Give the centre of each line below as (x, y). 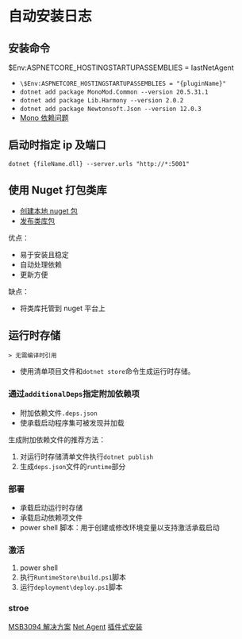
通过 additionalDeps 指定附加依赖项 (74, 394)
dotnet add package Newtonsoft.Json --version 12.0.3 (110, 109)
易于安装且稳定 (44, 254)
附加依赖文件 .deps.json (58, 413)
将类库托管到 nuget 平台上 (62, 308)
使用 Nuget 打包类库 (58, 190)
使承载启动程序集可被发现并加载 (72, 422)
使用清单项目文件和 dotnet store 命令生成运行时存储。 (107, 371)
